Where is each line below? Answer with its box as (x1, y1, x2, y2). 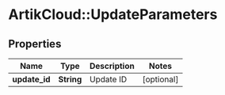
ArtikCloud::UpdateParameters (8, 6, 218, 24)
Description (90, 61, 135, 71)
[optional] (142, 74, 179, 85)
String (58, 74, 82, 85)
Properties (8, 37, 62, 51)
